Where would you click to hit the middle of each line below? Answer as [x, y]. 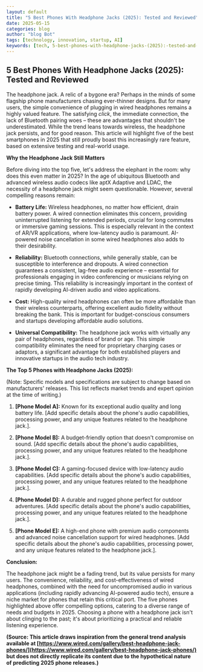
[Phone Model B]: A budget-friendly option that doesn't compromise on [105, 437]
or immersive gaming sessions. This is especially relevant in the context [104, 226]
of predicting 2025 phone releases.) [53, 662]
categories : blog [28, 29]
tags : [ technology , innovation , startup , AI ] [64, 40]
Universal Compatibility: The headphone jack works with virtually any [102, 332]
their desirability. [36, 246]
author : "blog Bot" [31, 35]
